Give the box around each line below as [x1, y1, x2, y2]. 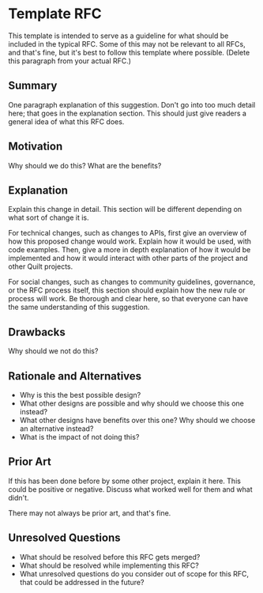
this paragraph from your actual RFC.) [8, 56, 132, 66]
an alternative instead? [19, 424, 94, 433]
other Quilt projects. [8, 262, 73, 271]
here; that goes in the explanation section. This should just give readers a [8, 108, 247, 118]
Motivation [8, 140, 63, 153]
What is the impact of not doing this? [19, 432, 140, 441]
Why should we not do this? [8, 346, 99, 356]
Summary [8, 79, 58, 93]
